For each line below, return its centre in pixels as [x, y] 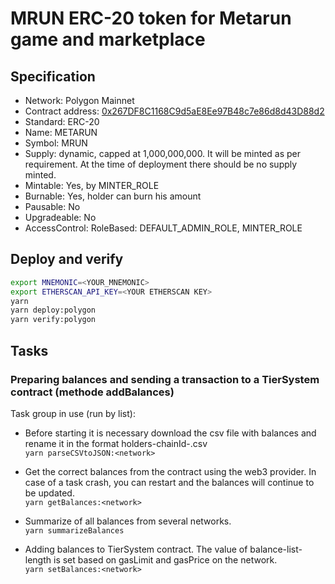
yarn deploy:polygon [53, 310]
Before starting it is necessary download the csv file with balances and [170, 433]
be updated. [49, 493]
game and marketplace [108, 39]
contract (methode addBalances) [92, 392]
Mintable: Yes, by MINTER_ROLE [92, 185]
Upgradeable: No [60, 217]
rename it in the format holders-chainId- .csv [116, 443]
